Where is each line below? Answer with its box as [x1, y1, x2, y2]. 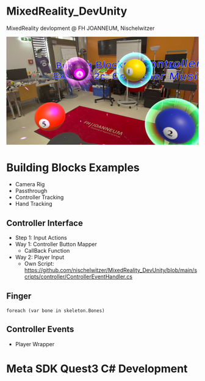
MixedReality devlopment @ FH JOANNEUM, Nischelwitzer [6, 24, 155, 32]
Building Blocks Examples [6, 161, 140, 175]
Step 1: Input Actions [15, 234, 67, 242]
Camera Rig [15, 181, 45, 188]
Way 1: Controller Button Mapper [15, 241, 98, 248]
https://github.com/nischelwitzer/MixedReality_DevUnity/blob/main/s [24, 267, 197, 274]
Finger [6, 291, 32, 301]
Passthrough [15, 187, 48, 195]
